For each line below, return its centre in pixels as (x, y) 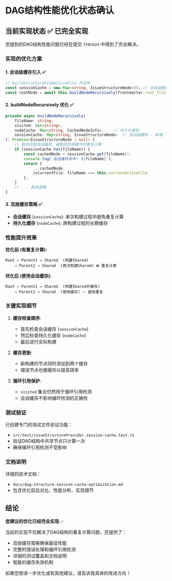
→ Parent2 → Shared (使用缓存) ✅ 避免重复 (59, 292)
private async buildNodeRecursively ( (46, 116)
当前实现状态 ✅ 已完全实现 (47, 31)
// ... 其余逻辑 (30, 187)
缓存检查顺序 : (27, 318)
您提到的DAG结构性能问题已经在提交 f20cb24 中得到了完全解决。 (73, 44)
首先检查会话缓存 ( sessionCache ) (54, 329)
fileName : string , (34, 121)
